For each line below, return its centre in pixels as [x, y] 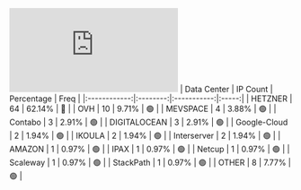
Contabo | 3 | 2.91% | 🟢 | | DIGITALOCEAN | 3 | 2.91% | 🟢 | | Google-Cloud [149, 122]
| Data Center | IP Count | [226, 89]
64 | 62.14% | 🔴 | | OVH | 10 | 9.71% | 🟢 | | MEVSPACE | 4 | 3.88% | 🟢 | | [143, 108]
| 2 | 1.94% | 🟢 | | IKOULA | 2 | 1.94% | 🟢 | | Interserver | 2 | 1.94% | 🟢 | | [145, 135]
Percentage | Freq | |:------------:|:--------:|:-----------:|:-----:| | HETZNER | [151, 99]
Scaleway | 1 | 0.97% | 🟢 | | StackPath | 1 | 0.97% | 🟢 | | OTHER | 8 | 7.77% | [150, 162]
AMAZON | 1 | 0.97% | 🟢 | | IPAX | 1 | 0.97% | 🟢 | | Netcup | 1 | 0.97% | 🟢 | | [150, 149]
